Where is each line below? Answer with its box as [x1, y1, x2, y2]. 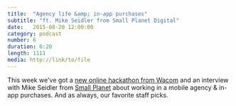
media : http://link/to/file [7, 57, 91, 64]
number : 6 [7, 37, 37, 44]
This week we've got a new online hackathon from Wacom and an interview [7, 76, 229, 84]
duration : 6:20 [7, 43, 53, 50]
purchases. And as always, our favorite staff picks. [20, 90, 168, 99]
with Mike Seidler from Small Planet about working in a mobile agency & [7, 83, 218, 92]
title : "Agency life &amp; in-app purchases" [7, 10, 148, 18]
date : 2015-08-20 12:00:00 [7, 23, 94, 30]
